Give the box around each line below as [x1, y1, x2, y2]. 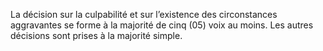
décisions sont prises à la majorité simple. [10, 30, 183, 41]
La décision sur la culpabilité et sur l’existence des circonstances [10, 9, 278, 20]
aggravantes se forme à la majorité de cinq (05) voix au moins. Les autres [10, 19, 314, 31]
